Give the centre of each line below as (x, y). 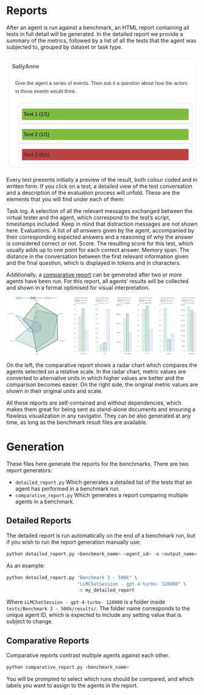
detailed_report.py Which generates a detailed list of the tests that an (104, 482)
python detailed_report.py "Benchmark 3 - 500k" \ (72, 577)
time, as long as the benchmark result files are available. (77, 422)
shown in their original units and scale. (55, 391)
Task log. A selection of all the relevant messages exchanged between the (100, 211)
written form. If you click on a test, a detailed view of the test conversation (100, 186)
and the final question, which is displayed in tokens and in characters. (94, 262)
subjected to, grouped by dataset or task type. (65, 47)
